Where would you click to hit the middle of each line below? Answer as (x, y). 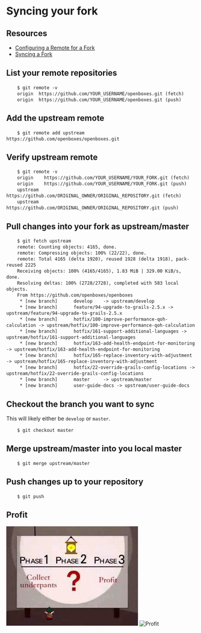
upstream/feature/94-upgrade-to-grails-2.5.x (64, 313)
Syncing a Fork (34, 54)
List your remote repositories (62, 73)
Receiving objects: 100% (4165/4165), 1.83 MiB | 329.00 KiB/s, (99, 271)
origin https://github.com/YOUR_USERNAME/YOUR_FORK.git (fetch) (103, 178)
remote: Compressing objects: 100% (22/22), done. (82, 253)
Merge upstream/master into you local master (94, 449)
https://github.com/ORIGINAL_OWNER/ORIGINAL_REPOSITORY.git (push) (93, 208)
